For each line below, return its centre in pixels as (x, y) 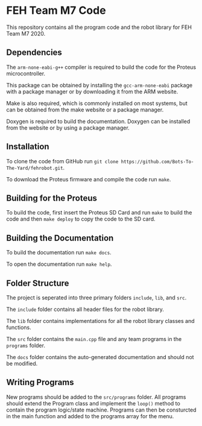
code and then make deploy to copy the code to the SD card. (81, 219)
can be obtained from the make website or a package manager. (85, 110)
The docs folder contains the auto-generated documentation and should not (100, 357)
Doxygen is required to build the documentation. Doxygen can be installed (98, 121)
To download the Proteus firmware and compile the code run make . (89, 179)
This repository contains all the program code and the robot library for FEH (99, 27)
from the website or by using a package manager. (68, 128)
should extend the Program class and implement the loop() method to (93, 403)
